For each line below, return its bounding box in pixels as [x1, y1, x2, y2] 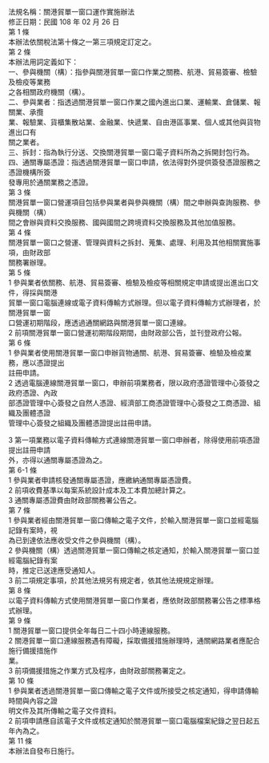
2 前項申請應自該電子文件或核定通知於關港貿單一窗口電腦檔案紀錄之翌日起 [8, 716, 254, 725]
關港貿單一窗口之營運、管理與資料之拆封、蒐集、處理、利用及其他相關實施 [8, 237, 254, 247]
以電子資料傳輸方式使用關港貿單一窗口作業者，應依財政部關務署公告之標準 [8, 596, 254, 605]
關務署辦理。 [8, 258, 50, 267]
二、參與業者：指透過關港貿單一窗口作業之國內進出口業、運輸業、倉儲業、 [8, 97, 254, 107]
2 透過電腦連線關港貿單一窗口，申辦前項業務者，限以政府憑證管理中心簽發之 [8, 378, 260, 388]
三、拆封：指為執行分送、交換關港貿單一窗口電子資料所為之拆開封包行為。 [8, 148, 254, 156]
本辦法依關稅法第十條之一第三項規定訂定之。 [8, 37, 156, 47]
